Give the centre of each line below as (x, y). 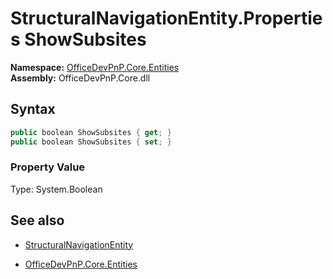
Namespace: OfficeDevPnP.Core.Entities (95, 67)
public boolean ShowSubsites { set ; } (91, 142)
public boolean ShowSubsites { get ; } (91, 132)
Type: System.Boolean (56, 189)
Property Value (48, 167)
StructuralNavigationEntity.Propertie (166, 18)
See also (37, 220)
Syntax (33, 109)
